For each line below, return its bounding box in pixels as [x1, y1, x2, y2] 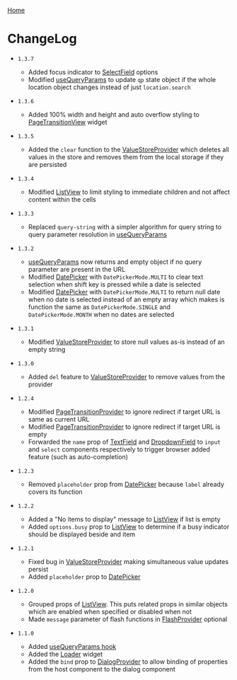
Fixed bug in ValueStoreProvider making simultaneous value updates [28, 557, 229, 565]
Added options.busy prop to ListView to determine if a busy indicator [28, 522, 230, 531]
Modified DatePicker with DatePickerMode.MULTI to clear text [28, 272, 204, 281]
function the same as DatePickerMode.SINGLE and [28, 302, 171, 311]
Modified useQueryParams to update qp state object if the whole [28, 75, 216, 83]
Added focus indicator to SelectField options [28, 67, 158, 76]
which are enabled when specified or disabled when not [28, 607, 192, 616]
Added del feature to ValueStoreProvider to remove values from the [28, 372, 225, 381]
